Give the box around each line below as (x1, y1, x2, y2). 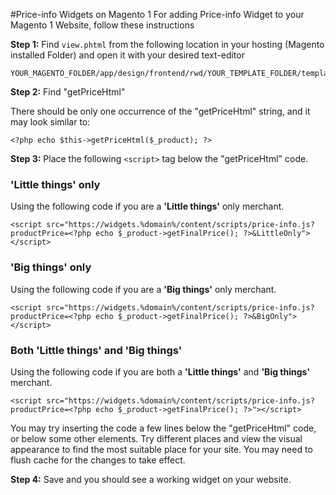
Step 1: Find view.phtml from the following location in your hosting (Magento (10, 39, 325, 50)
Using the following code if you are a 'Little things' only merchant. (10, 200, 285, 213)
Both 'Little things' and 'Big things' (10, 343, 183, 357)
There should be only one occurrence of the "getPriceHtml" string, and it (10, 105, 311, 117)
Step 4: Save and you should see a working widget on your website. (10, 473, 292, 485)
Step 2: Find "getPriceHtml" (10, 86, 126, 98)
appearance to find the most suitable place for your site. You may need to (10, 443, 313, 455)
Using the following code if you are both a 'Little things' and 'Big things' (10, 365, 311, 378)
